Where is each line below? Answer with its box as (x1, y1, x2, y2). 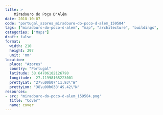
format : (5, 39, 21, 44)
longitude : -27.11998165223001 (9, 75, 73, 80)
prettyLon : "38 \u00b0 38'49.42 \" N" (9, 84, 80, 90)
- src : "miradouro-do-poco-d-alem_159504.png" (5, 93, 102, 98)
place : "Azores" (9, 62, 43, 67)
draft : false (5, 35, 32, 40)
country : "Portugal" (9, 67, 51, 71)
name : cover (9, 103, 34, 108)
